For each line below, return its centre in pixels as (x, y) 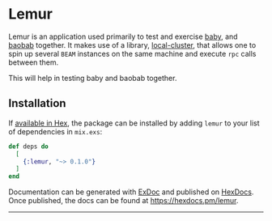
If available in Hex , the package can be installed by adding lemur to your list (134, 123)
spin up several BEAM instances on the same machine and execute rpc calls (132, 53)
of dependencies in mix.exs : (55, 131)
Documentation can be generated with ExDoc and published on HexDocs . (131, 192)
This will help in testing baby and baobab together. (93, 78)
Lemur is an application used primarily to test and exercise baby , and (123, 36)
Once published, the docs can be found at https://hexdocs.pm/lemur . (123, 201)
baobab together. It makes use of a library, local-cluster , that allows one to (132, 45)
